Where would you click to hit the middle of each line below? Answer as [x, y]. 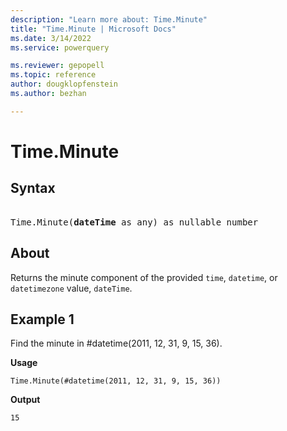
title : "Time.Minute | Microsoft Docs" [93, 29]
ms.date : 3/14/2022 [51, 38]
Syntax [33, 188]
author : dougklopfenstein [64, 84]
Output [25, 400]
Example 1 [42, 319]
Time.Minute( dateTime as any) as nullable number [134, 222]
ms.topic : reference [53, 75]
